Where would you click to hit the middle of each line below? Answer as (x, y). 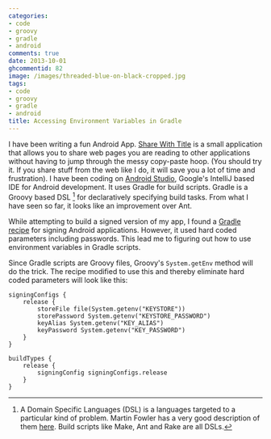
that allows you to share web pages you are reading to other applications (129, 152)
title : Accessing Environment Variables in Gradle (95, 121)
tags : (17, 83)
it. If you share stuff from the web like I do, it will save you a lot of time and (132, 170)
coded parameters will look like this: (68, 280)
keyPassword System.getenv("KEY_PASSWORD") (111, 330)
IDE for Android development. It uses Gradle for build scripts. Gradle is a (128, 187)
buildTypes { (30, 358)
